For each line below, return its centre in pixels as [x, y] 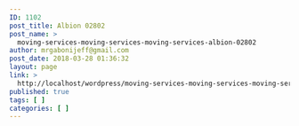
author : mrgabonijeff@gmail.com [69, 51]
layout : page [33, 67]
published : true [39, 91]
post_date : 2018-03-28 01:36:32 [69, 59]
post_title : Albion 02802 [57, 26]
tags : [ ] [28, 100]
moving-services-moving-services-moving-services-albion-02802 [137, 42]
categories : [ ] [39, 108]
